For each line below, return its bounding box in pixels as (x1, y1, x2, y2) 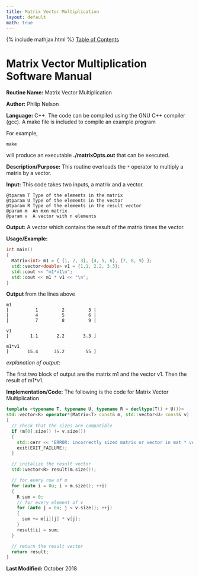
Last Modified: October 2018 (6, 565, 78, 572)
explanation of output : (6, 359, 60, 366)
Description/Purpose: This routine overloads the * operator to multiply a (6, 163, 184, 170)
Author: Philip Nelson (6, 100, 59, 107)
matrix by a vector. (6, 170, 52, 177)
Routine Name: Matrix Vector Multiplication (6, 89, 113, 96)
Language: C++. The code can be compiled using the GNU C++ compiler (6, 112, 185, 119)
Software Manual (6, 69, 92, 83)
